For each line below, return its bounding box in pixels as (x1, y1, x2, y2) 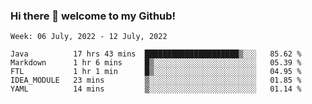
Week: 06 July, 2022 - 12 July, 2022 (10, 32, 168, 42)
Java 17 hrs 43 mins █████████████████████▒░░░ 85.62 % (10, 49, 302, 59)
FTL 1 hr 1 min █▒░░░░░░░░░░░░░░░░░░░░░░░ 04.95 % (10, 67, 302, 77)
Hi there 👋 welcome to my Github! (10, 9, 177, 23)
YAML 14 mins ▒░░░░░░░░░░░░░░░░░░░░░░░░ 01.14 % (10, 84, 302, 94)
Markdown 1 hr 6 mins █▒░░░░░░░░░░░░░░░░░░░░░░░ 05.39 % (10, 58, 302, 68)
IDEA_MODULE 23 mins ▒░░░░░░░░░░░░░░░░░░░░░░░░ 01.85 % (10, 75, 302, 86)
